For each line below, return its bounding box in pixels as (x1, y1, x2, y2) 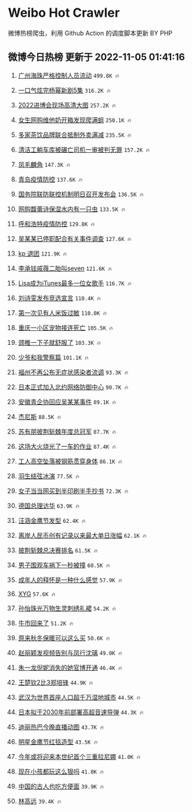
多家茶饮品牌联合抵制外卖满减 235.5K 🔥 (17, 131, 132, 139)
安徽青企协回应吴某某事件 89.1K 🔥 (17, 397, 117, 406)
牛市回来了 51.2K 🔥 (17, 619, 74, 627)
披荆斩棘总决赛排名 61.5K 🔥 (17, 546, 98, 554)
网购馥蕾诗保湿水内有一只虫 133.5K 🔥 (17, 205, 126, 213)
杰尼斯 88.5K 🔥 (17, 412, 61, 420)
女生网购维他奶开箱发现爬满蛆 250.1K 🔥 (17, 115, 132, 124)
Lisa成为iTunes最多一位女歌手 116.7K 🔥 (17, 279, 132, 287)
